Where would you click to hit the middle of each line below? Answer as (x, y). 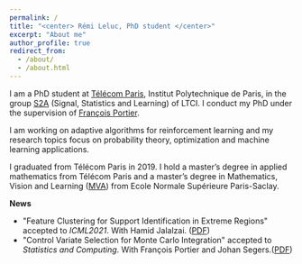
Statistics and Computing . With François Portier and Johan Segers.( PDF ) (157, 250)
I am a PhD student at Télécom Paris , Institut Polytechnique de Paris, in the (148, 93)
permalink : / (34, 18)
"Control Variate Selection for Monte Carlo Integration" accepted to (147, 240)
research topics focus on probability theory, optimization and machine (140, 140)
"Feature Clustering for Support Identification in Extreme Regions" (145, 221)
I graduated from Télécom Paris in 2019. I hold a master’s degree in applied (148, 167)
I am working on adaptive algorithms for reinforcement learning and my (142, 130)
